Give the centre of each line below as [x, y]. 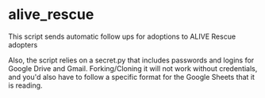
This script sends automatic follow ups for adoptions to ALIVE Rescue [122, 36]
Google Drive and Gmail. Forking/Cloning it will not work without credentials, [133, 68]
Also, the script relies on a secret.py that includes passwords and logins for [131, 60]
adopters [23, 44]
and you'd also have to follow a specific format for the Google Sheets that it [132, 77]
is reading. [25, 85]
